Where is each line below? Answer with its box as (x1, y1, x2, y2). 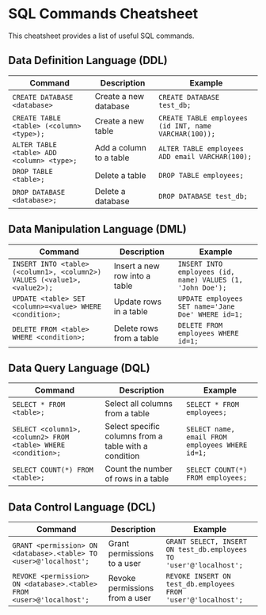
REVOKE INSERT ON (165, 571, 231, 581)
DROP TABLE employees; (158, 171, 244, 180)
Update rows (113, 296, 162, 307)
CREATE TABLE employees (158, 113, 248, 123)
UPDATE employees (177, 294, 243, 303)
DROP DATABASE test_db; (158, 192, 248, 200)
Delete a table (94, 169, 146, 180)
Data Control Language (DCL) (8, 500, 156, 514)
